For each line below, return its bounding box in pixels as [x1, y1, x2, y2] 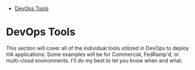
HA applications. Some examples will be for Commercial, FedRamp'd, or [6, 51, 180, 58]
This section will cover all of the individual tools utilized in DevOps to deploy [6, 44, 189, 51]
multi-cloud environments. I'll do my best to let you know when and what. [6, 57, 183, 64]
